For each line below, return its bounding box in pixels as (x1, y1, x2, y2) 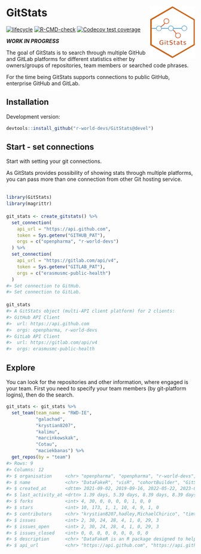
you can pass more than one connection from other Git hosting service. (6, 175, 182, 183)
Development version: (6, 113, 60, 120)
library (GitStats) (6, 195, 52, 201)
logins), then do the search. (6, 391, 74, 398)
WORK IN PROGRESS (6, 37, 60, 44)
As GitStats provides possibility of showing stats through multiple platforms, (6, 169, 193, 177)
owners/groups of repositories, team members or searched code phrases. (6, 62, 189, 69)
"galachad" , (35, 416, 66, 422)
